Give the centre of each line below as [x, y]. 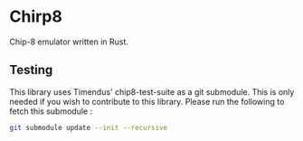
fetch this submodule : [51, 111]
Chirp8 [36, 17]
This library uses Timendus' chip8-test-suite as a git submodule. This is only [152, 91]
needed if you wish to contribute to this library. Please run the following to [147, 101]
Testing [31, 70]
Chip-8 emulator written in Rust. [69, 42]
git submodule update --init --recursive [89, 127]
